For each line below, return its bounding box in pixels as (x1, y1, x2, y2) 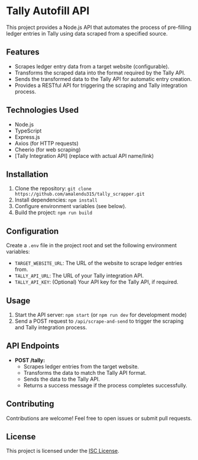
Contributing (6, 399, 54, 409)
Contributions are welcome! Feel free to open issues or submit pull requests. (6, 414, 192, 422)
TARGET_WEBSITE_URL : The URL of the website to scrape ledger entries (14, 260, 183, 267)
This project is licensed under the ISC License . (6, 448, 119, 455)
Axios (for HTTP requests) (14, 140, 79, 147)
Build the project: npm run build (14, 209, 93, 216)
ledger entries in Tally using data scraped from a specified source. (6, 30, 168, 37)
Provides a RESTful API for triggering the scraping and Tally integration (14, 82, 188, 89)
